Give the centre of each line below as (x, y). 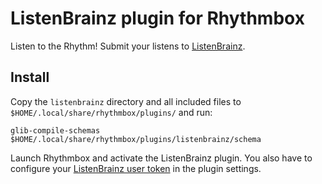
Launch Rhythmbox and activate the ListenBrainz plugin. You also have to (161, 158)
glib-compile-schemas (55, 130)
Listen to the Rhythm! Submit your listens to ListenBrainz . (128, 46)
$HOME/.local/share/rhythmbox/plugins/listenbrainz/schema (136, 139)
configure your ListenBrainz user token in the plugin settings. (136, 168)
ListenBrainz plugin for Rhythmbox (157, 18)
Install (30, 77)
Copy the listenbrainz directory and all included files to (126, 101)
